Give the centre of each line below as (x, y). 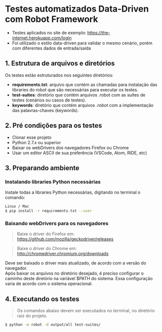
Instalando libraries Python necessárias (53, 182)
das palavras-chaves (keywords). (45, 110)
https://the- (99, 33)
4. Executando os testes (42, 299)
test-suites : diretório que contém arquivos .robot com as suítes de (79, 95)
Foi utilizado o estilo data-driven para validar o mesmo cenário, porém (82, 43)
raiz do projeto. (32, 316)
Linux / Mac (17, 207)
